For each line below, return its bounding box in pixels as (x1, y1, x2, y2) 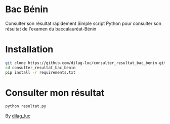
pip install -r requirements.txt (5, 70, 76, 75)
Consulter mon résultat (5, 87, 105, 99)
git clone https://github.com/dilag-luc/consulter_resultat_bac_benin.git (5, 60, 166, 66)
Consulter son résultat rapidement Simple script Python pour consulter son (5, 20, 162, 26)
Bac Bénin (5, 4, 49, 15)
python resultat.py (5, 104, 47, 109)
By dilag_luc (5, 113, 31, 119)
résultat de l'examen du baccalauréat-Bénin (5, 25, 97, 32)
